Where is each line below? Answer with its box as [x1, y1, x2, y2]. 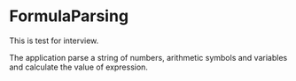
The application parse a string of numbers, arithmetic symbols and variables [9, 52, 288, 63]
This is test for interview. [9, 35, 99, 46]
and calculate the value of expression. [9, 62, 149, 72]
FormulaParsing [9, 6, 129, 26]
